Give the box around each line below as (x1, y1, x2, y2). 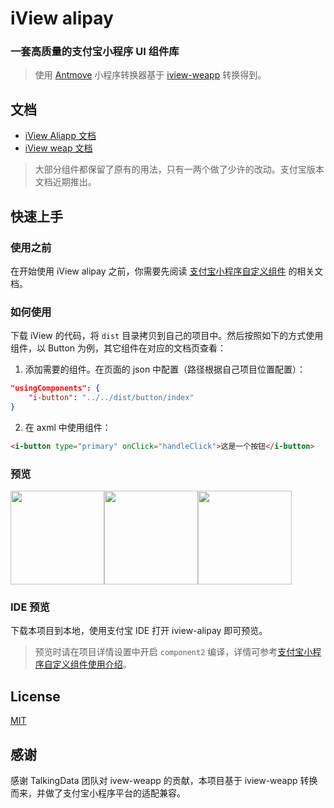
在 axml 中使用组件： (24, 421, 112, 433)
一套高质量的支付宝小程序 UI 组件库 (10, 45, 180, 59)
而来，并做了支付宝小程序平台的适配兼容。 (10, 787, 186, 799)
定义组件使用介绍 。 (52, 658, 132, 671)
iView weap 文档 (24, 142, 93, 154)
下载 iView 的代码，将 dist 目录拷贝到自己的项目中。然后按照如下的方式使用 (10, 330, 324, 342)
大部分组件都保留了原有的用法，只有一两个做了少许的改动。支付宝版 (34, 163, 316, 176)
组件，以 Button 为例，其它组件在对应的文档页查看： (10, 342, 227, 354)
